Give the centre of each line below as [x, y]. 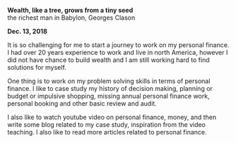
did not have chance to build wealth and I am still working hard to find [108, 60]
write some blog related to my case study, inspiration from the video [107, 125]
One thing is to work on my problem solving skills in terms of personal [109, 81]
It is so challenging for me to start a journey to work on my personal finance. [118, 45]
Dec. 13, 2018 [27, 31]
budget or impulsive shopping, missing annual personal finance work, [108, 96]
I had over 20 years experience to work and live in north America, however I [118, 52]
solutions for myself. [37, 67]
